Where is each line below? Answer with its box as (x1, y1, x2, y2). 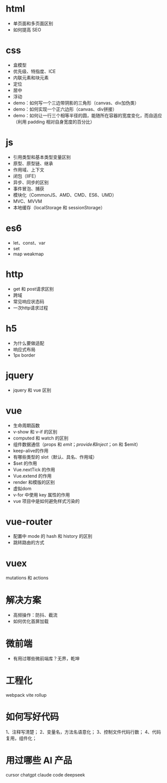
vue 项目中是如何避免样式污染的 (13, 498, 80, 504)
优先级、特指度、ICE (13, 68, 56, 74)
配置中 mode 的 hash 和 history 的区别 (13, 533, 92, 539)
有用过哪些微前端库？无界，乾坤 (13, 655, 80, 661)
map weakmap (13, 251, 44, 257)
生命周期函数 (13, 422, 40, 428)
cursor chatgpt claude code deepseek (6, 772, 85, 778)
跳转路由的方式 (13, 539, 44, 545)
